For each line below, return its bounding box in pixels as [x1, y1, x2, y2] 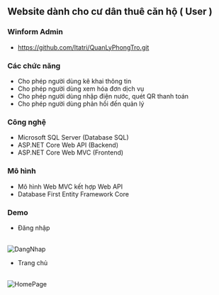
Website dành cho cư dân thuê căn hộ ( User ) [7, 6, 213, 18]
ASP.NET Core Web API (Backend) [17, 141, 119, 150]
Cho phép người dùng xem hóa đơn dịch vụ [17, 84, 145, 93]
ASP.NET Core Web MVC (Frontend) [17, 148, 124, 157]
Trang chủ [17, 258, 48, 267]
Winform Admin [7, 27, 64, 37]
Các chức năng [7, 60, 61, 70]
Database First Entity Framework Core [17, 189, 130, 198]
